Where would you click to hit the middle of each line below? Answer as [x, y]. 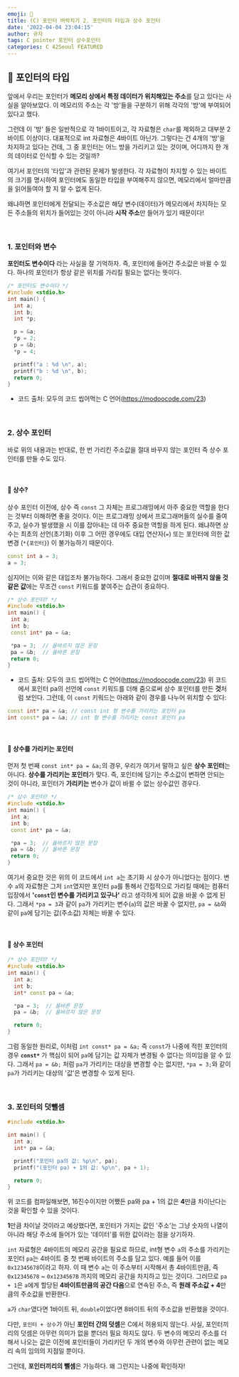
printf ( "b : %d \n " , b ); [51, 371]
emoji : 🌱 [20, 14]
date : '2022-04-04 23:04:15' [51, 27]
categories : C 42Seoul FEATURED [55, 47]
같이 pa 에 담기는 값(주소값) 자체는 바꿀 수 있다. [71, 913]
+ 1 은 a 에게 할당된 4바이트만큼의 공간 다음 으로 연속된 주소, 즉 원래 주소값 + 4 [114, 1285]
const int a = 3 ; [33, 556]
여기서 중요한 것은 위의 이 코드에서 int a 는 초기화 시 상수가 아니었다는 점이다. [115, 877]
